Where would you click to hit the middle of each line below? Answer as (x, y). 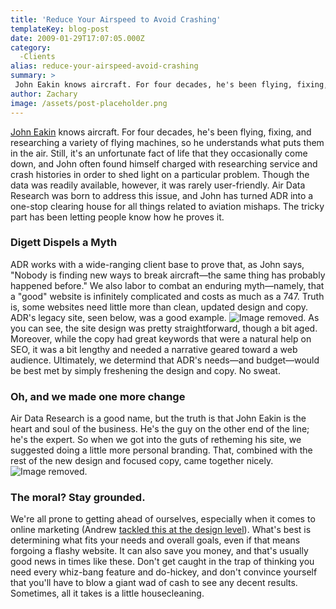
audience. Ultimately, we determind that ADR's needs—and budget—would (165, 360)
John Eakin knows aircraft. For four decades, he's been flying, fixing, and (161, 132)
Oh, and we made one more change (98, 396)
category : (31, 47)
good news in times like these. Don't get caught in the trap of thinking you (162, 562)
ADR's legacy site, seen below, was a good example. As (165, 317)
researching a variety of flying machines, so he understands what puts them (167, 142)
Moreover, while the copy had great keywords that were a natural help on (161, 338)
